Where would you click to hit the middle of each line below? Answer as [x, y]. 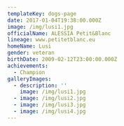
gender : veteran [31, 53]
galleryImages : [29, 79]
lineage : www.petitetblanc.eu [51, 40]
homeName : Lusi [29, 46]
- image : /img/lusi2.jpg [50, 99]
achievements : [28, 66]
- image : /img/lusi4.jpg [50, 111]
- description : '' [41, 85]
